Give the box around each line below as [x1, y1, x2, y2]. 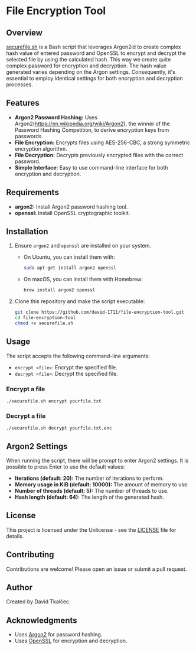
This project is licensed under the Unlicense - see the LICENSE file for [6, 526, 177, 533]
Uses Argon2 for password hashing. [14, 631, 103, 638]
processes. [6, 81, 34, 88]
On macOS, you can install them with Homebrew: [23, 276, 143, 283]
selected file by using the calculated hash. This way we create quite [6, 56, 171, 63]
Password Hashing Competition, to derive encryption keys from [14, 126, 169, 134]
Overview [6, 28, 43, 38]
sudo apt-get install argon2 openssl [23, 265, 117, 271]
